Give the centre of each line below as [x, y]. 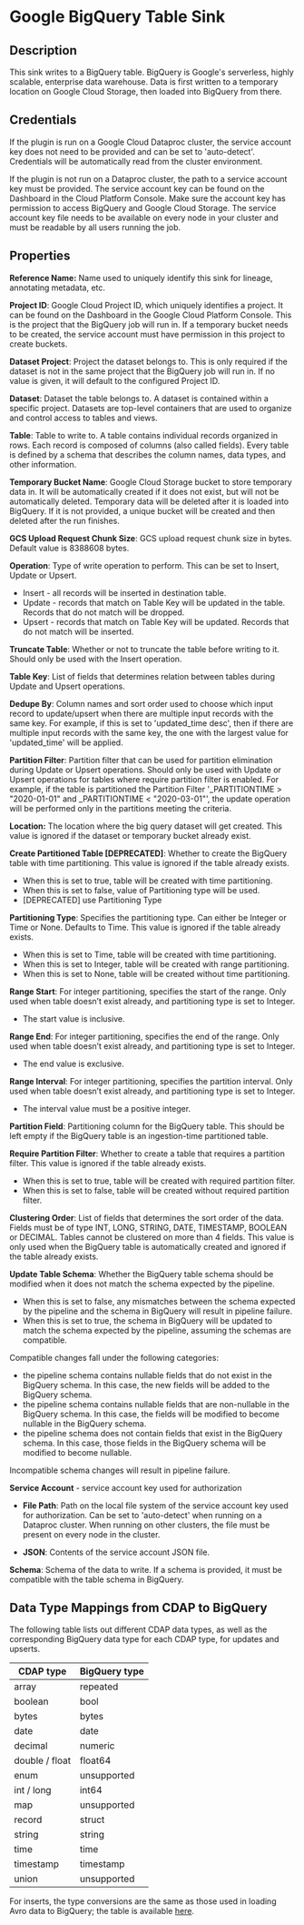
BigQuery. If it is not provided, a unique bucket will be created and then [142, 510]
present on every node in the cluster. [91, 1534]
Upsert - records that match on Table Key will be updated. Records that [156, 621]
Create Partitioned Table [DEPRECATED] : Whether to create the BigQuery [148, 853]
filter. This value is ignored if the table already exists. [108, 1163]
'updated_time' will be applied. [67, 742]
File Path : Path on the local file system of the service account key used [155, 1505]
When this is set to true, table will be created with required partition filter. [159, 1181]
